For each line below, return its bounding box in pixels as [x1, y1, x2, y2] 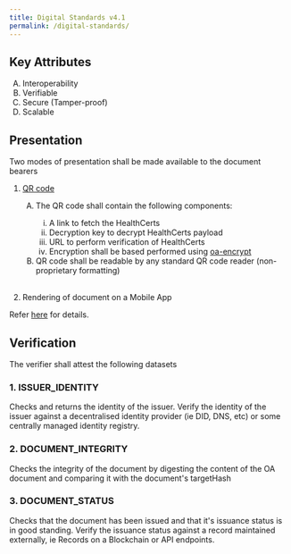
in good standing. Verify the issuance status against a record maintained [9, 525, 276, 535]
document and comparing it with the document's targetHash [9, 473, 232, 483]
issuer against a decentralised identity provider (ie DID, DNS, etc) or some [9, 411, 281, 422]
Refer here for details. [9, 309, 89, 320]
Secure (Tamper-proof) [21, 97, 109, 108]
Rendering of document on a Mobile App [21, 292, 172, 303]
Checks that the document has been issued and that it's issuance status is [9, 515, 283, 525]
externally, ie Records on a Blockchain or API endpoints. [9, 533, 215, 545]
